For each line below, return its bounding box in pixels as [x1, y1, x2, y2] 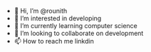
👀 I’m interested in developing [14, 14, 102, 22]
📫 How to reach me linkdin [14, 37, 94, 45]
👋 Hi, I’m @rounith [14, 7, 68, 15]
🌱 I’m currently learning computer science [14, 22, 137, 30]
